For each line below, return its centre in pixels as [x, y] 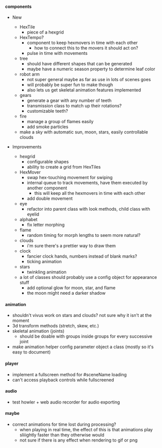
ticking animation [44, 262]
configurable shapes [48, 162]
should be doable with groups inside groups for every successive [86, 336]
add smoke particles [48, 127]
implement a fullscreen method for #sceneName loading [69, 374]
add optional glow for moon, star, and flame [71, 288]
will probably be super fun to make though [70, 85]
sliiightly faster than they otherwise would [62, 435]
